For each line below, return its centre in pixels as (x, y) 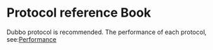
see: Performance (32, 39)
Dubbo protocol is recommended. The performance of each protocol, (107, 32)
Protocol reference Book (79, 13)
